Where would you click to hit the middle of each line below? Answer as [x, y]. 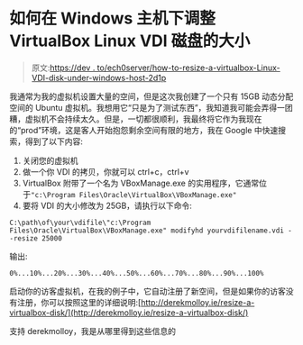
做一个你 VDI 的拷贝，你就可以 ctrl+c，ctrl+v [106, 171]
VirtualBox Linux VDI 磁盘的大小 [130, 41]
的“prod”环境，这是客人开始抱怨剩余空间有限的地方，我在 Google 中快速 [144, 130]
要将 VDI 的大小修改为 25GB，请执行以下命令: [107, 205]
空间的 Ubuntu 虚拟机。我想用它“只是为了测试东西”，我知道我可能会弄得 [143, 107]
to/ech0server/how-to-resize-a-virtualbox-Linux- [189, 68]
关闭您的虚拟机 [50, 160]
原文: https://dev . [63, 68]
